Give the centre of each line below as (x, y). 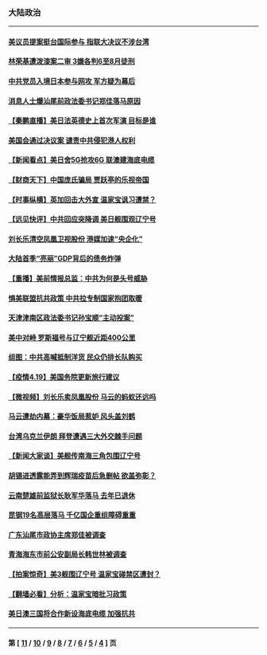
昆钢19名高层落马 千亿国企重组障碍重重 (72, 515)
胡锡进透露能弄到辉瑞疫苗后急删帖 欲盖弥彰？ (82, 475)
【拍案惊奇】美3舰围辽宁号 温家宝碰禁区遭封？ (85, 574)
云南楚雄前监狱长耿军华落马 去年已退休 (72, 495)
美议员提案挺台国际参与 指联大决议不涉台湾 (79, 41)
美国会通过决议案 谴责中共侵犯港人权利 (72, 140)
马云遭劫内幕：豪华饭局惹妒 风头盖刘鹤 (72, 417)
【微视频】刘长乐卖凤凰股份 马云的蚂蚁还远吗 (82, 397)
